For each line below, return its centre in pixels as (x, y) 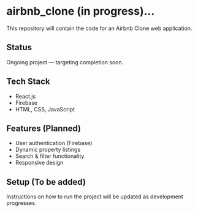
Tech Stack (28, 82)
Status (19, 47)
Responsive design (39, 163)
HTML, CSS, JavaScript (45, 109)
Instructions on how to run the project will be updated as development (95, 196)
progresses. (21, 203)
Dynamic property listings (48, 150)
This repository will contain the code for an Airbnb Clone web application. (99, 28)
